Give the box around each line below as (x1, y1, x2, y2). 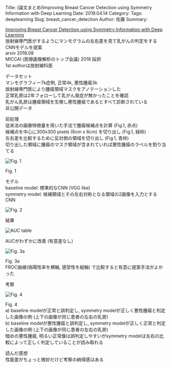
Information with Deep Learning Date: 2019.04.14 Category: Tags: (5, 10, 143, 16)
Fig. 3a (5, 258, 20, 264)
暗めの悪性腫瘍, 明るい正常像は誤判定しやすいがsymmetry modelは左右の (5, 333, 160, 339)
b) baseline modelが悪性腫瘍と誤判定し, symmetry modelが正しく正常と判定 (5, 320, 166, 326)
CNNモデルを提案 (5, 44, 42, 50)
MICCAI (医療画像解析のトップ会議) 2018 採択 (5, 56, 101, 62)
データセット (5, 73, 32, 79)
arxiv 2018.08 (5, 50, 34, 56)
